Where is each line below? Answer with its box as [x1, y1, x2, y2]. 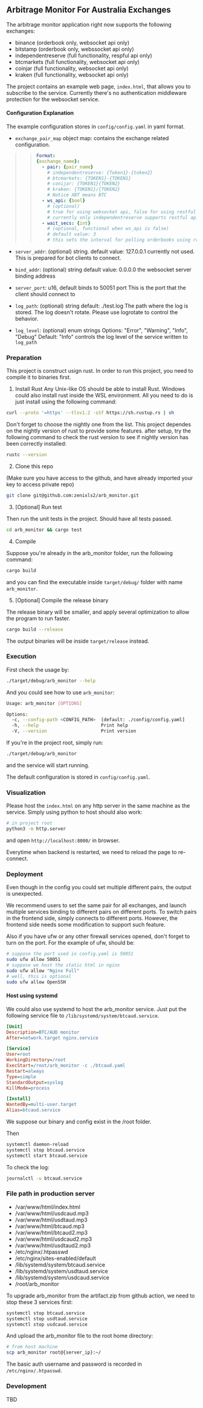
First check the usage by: [6, 666, 69, 673]
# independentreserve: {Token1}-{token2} [47, 169, 153, 176]
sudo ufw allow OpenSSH [6, 979, 66, 985]
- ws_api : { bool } [41, 198, 86, 204]
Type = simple [6, 1073, 36, 1080]
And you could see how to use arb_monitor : [6, 689, 115, 696]
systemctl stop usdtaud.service [6, 1316, 88, 1322]
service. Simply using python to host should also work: [6, 809, 143, 816]
